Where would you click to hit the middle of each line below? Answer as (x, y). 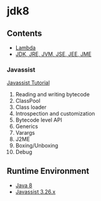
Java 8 (24, 185)
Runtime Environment (48, 171)
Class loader (31, 107)
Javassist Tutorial (28, 83)
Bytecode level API (39, 120)
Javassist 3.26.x (35, 192)
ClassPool (28, 101)
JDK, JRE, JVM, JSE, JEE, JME (53, 54)
